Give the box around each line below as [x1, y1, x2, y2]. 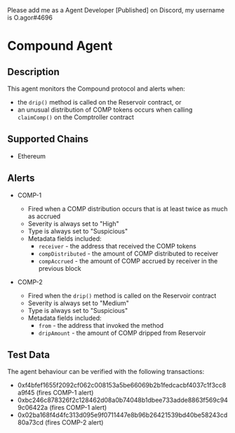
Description [7, 66, 60, 78]
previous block [38, 264, 82, 272]
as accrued [27, 212, 61, 220]
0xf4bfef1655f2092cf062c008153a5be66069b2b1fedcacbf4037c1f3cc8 [17, 381, 227, 389]
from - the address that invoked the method [38, 321, 164, 329]
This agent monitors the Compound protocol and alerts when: [7, 84, 186, 93]
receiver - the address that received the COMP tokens [38, 241, 196, 250]
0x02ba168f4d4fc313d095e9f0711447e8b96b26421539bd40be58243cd [17, 411, 228, 420]
